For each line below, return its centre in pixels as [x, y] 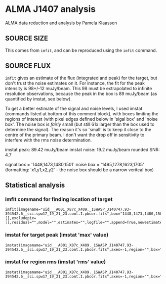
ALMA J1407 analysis [50, 9]
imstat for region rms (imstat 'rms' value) [56, 262]
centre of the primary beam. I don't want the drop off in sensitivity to [75, 135]
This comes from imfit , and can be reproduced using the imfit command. [81, 50]
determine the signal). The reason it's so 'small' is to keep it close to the [78, 129]
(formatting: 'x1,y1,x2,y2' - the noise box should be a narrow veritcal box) [80, 170]
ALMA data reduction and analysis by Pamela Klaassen [61, 23]
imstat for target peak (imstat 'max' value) [57, 235]
